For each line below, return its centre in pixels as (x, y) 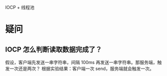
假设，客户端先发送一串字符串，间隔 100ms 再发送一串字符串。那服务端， (81, 62)
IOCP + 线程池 (20, 7)
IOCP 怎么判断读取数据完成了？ (54, 49)
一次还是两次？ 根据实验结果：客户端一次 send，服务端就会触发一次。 (82, 68)
